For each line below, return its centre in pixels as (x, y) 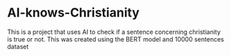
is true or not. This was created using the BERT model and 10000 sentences (115, 39)
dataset (18, 46)
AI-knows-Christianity (74, 13)
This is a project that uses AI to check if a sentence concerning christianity (114, 32)
